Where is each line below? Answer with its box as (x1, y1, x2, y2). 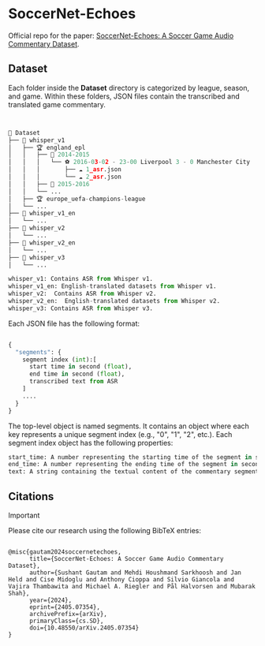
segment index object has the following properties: (8, 438, 174, 447)
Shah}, (8, 589, 30, 597)
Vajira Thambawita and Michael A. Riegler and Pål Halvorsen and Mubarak (8, 582, 256, 590)
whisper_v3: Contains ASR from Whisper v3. (8, 304, 154, 312)
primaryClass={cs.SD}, (28, 617, 104, 625)
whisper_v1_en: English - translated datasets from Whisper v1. (8, 282, 217, 290)
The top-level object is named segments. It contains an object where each (8, 421, 250, 431)
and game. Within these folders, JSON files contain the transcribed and (8, 91, 241, 101)
